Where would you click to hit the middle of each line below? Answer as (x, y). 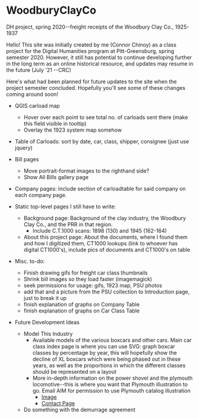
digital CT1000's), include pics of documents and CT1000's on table (107, 249)
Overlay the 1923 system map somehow (73, 130)
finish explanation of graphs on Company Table (81, 304)
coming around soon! (32, 94)
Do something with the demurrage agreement (79, 409)
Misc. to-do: (30, 261)
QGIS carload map (37, 105)
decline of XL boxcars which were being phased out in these (107, 359)
